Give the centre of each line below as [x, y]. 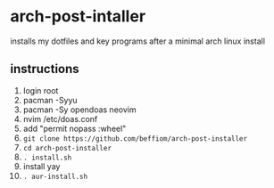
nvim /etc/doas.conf [60, 119]
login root [41, 90]
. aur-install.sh [55, 176]
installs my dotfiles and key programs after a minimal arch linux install [138, 41]
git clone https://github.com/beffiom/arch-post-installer [135, 139]
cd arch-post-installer [67, 148]
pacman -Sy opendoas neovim [79, 110]
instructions [45, 69]
